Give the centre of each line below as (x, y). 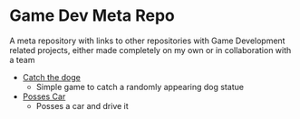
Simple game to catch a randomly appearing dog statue (140, 87)
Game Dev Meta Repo (92, 16)
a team (22, 59)
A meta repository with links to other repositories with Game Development (147, 41)
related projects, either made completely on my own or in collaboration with (150, 50)
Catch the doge (52, 77)
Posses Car (44, 96)
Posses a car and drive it (82, 105)
